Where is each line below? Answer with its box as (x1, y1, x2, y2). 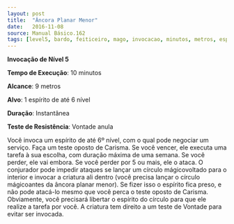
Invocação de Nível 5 (7, 55, 70, 63)
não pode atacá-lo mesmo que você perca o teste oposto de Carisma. (7, 188, 209, 196)
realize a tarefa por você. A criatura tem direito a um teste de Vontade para (7, 202, 222, 211)
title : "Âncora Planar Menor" (7, 17, 98, 24)
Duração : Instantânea (7, 109, 70, 118)
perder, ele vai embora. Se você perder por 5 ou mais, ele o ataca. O (7, 158, 203, 167)
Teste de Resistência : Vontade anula (7, 122, 114, 131)
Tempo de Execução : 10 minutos (7, 69, 102, 77)
